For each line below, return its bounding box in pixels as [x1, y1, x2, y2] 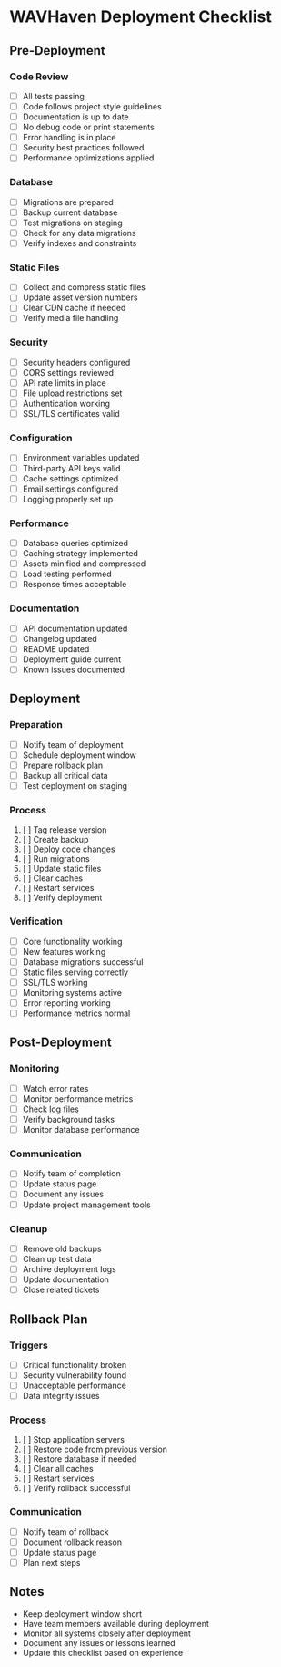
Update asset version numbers [22, 292, 138, 303]
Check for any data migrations [22, 227, 136, 238]
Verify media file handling [22, 313, 119, 324]
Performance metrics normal [22, 1008, 131, 1019]
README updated [22, 643, 90, 654]
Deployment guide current [22, 654, 121, 665]
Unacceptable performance [22, 1380, 127, 1392]
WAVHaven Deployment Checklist [9, 6, 273, 27]
